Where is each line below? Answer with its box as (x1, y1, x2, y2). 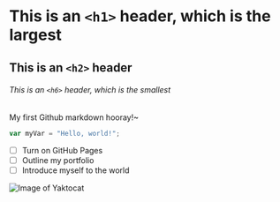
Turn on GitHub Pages (21, 145, 103, 155)
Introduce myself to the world (21, 165, 130, 176)
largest (9, 25, 62, 45)
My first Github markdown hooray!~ (9, 112, 140, 123)
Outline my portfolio (21, 154, 95, 165)
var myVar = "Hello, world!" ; (9, 129, 121, 138)
